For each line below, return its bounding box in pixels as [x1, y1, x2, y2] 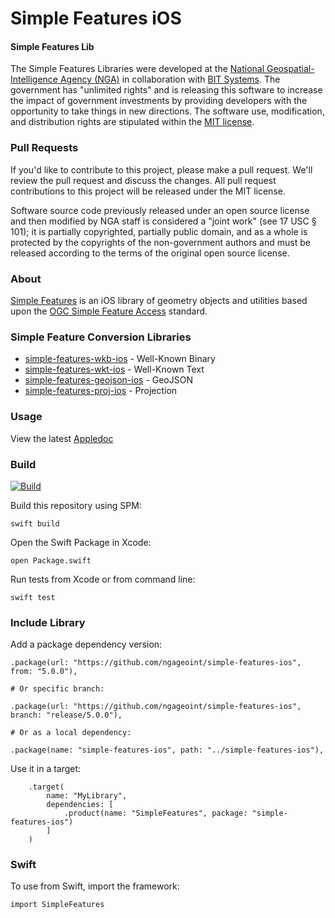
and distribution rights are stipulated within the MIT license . [10, 116, 255, 128]
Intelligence [10, 73, 58, 86]
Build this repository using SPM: [10, 499, 142, 511]
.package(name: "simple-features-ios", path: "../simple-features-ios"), [10, 745, 325, 756]
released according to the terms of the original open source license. [10, 247, 290, 259]
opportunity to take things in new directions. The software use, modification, [10, 105, 325, 117]
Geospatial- [266, 63, 315, 75]
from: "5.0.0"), [10, 667, 78, 677]
